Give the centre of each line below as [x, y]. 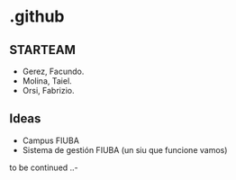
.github [37, 17]
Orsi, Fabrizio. [48, 90]
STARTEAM [43, 50]
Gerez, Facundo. [53, 71]
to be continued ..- [44, 167]
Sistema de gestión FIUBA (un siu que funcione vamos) [125, 149]
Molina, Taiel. [47, 81]
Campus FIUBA [50, 140]
